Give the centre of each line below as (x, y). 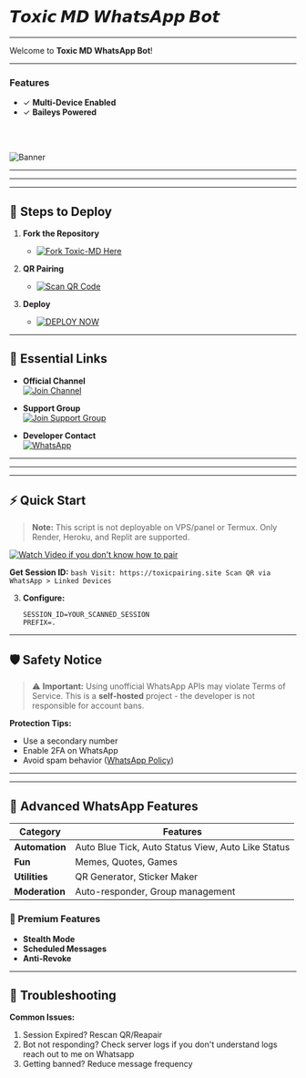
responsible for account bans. (88, 706)
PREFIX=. (39, 622)
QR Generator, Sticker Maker (137, 877)
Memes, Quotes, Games (126, 862)
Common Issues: (42, 1017)
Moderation (40, 892)
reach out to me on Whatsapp (78, 1054)
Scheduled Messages (65, 949)
